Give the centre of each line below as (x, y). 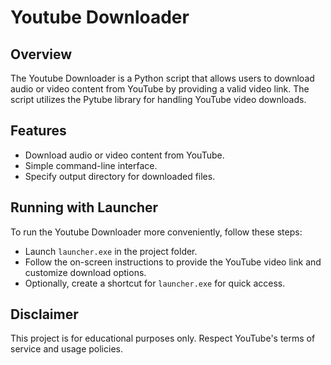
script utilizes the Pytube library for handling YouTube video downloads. (158, 99)
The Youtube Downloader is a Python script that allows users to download (162, 78)
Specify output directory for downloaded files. (120, 176)
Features (38, 131)
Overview (41, 54)
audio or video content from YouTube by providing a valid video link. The (160, 89)
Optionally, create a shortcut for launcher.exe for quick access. (155, 283)
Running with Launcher (84, 207)
